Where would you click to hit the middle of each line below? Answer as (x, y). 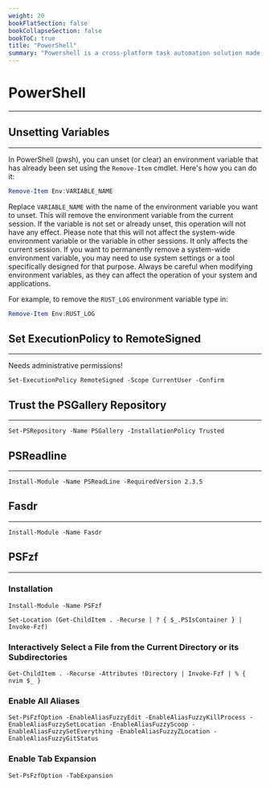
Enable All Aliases (44, 701)
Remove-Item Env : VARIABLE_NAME (61, 191)
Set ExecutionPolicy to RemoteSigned (104, 339)
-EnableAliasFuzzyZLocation (163, 732)
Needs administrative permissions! (65, 366)
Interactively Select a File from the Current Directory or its (124, 646)
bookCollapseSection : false (55, 31)
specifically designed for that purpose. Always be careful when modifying (131, 266)
